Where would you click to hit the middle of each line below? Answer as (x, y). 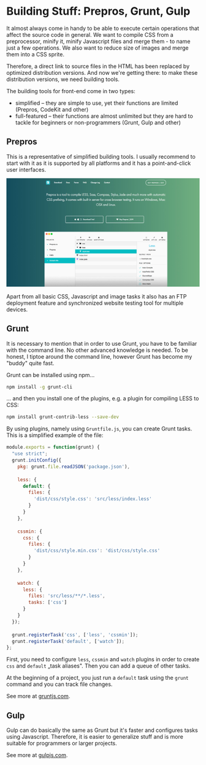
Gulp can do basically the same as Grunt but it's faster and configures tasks (102, 730)
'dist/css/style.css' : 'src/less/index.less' (93, 499)
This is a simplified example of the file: (55, 435)
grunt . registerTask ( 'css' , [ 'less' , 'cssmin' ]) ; (75, 635)
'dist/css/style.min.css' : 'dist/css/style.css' (97, 551)
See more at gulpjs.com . (37, 755)
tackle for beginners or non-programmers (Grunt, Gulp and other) (98, 122)
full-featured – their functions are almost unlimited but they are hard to (104, 116)
